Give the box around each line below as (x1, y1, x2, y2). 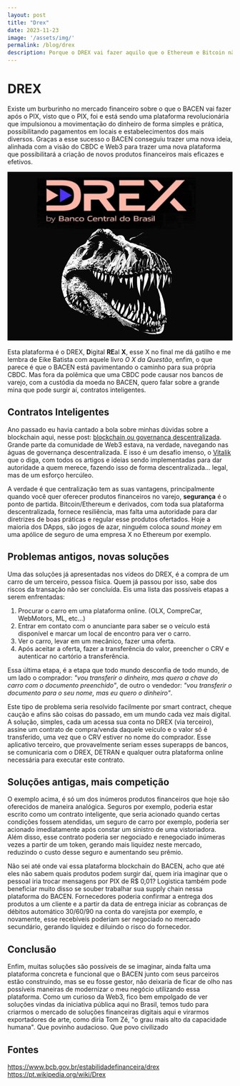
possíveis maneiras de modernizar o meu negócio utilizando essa (7, 985, 200, 994)
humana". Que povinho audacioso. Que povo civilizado (7, 1023, 169, 1032)
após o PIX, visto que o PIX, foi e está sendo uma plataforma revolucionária (7, 111, 229, 121)
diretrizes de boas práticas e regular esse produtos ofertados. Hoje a (7, 515, 211, 523)
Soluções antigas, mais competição (7, 775, 170, 788)
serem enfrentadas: (7, 593, 66, 601)
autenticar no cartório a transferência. (17, 652, 130, 660)
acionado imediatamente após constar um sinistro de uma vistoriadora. (7, 825, 216, 834)
